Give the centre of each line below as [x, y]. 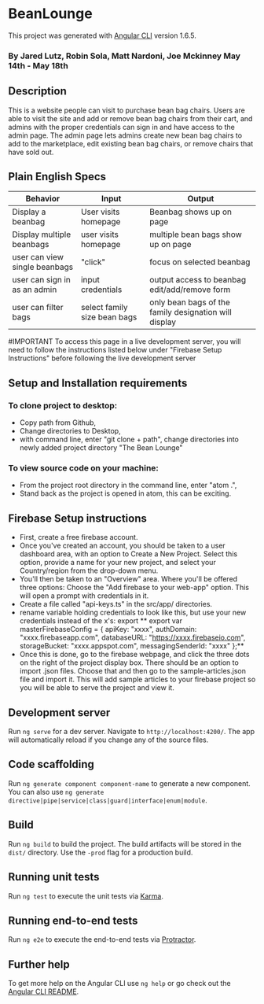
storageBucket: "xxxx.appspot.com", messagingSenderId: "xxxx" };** [132, 646]
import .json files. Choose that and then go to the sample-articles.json [132, 671]
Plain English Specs [57, 177]
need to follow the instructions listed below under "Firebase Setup [115, 350]
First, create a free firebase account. [79, 537]
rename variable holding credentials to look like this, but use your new [133, 613]
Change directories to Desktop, [70, 431]
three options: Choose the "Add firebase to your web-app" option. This [134, 588]
